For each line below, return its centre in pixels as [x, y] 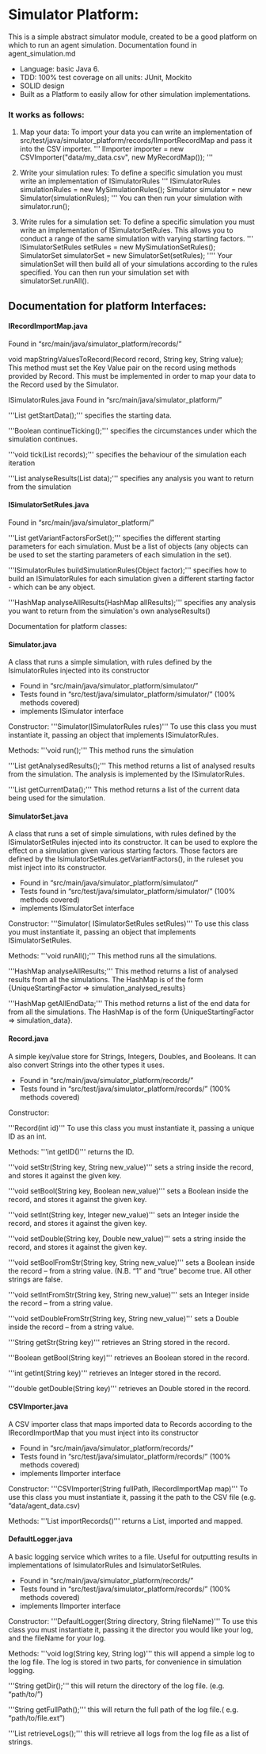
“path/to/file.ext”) [37, 1718]
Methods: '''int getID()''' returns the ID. [71, 1151]
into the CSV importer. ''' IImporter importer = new [102, 149]
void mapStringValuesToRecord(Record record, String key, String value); [126, 359]
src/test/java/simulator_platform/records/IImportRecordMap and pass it [136, 141]
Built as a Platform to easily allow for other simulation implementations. [135, 94]
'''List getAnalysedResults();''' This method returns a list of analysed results [132, 766]
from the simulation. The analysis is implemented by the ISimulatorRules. [127, 774]
